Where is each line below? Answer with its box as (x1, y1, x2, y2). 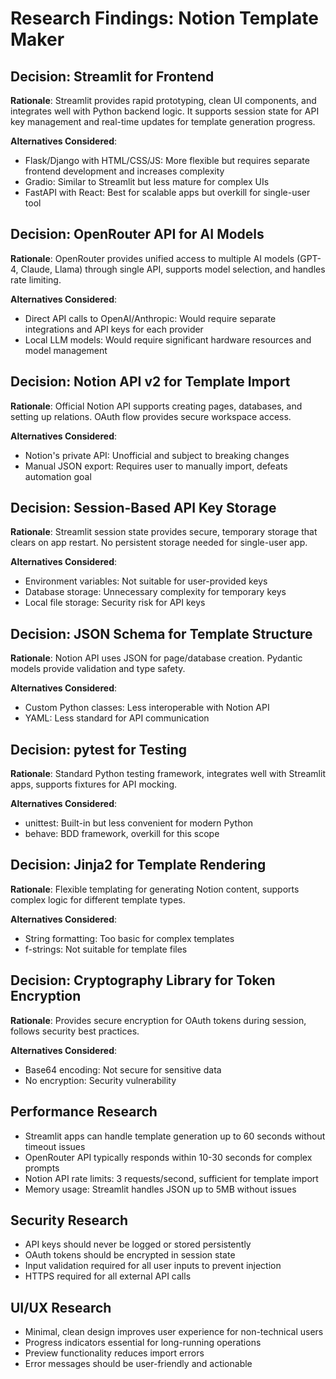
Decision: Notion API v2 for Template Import (10, 373, 291, 391)
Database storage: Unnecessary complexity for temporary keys (24, 586, 287, 598)
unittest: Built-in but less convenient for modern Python (24, 817, 254, 829)
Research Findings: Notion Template (10, 7, 319, 30)
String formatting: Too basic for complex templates (24, 932, 235, 944)
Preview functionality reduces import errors (24, 1347, 205, 1359)
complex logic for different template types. (10, 893, 186, 906)
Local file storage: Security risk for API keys (24, 597, 206, 609)
